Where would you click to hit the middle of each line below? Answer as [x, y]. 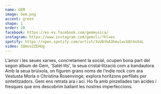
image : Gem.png [21, 14]
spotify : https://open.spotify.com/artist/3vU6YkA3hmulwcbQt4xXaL [74, 42]
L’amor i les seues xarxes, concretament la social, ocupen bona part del [78, 60]
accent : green [20, 19]
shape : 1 [14, 23]
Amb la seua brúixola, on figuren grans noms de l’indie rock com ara [74, 71]
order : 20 [15, 28]
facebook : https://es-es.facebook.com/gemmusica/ [57, 32]
